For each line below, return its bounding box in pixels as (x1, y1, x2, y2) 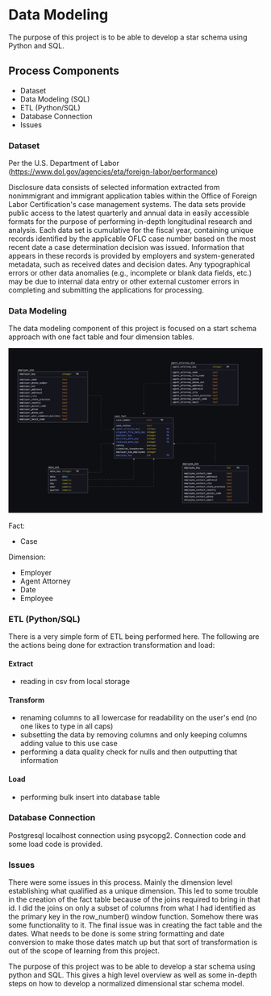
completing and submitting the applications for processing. (8, 285, 204, 295)
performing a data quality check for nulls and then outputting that (19, 747, 238, 757)
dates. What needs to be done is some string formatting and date (8, 929, 225, 939)
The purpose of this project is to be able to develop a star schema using (8, 32, 248, 42)
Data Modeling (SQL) (19, 94, 90, 104)
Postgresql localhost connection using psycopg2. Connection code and (8, 830, 246, 840)
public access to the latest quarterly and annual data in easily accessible (8, 208, 250, 218)
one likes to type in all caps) (19, 721, 114, 731)
